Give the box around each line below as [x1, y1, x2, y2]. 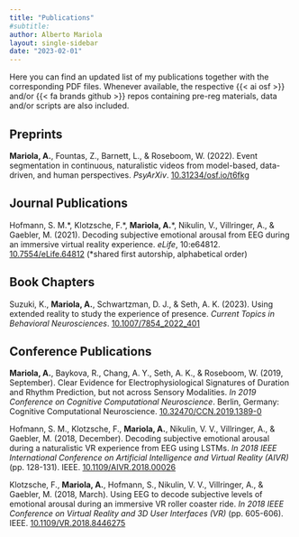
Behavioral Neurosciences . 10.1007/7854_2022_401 [9, 318, 201, 329]
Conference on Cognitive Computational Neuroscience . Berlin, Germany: [9, 396, 280, 407]
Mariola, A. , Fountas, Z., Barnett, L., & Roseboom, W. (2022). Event [9, 150, 258, 161]
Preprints [9, 126, 63, 142]
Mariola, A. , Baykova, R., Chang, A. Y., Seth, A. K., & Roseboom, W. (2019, [9, 367, 284, 379]
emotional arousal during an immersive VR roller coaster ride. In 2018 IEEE [9, 498, 285, 510]
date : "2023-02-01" [9, 47, 83, 56]
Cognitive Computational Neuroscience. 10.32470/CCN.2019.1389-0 [9, 406, 262, 417]
